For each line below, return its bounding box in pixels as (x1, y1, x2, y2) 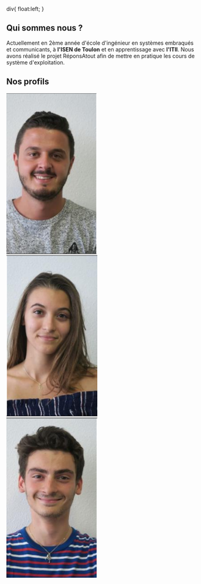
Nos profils (6, 77, 49, 87)
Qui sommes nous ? (6, 23, 83, 33)
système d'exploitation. (6, 58, 65, 66)
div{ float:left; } (6, 6, 45, 12)
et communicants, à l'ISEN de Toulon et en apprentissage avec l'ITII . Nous (6, 45, 194, 53)
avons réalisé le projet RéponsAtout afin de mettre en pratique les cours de (6, 52, 195, 59)
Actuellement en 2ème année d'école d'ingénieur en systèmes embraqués (6, 39, 194, 47)
